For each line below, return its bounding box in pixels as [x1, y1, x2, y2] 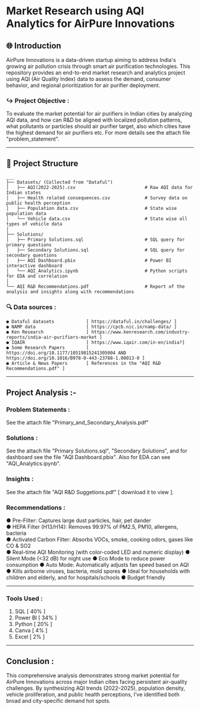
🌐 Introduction [6, 41, 61, 51]
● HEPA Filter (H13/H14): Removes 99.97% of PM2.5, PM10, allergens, [6, 523, 179, 530]
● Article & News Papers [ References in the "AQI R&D [6, 361, 161, 367]
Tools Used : [6, 594, 43, 603]
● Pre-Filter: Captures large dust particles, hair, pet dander [6, 517, 151, 524]
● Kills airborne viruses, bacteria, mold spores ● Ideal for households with [6, 568, 190, 575]
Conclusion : [6, 656, 54, 666]
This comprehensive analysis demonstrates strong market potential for [6, 672, 180, 679]
